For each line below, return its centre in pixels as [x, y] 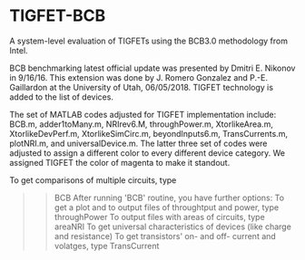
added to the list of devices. [61, 97]
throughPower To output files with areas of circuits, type [159, 217]
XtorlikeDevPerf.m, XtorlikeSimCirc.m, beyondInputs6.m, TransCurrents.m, [149, 133]
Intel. [19, 50]
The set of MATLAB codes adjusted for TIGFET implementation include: [143, 114]
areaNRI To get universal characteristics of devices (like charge [173, 226]
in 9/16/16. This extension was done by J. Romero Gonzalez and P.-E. [139, 77]
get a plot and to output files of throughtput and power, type [167, 207]
